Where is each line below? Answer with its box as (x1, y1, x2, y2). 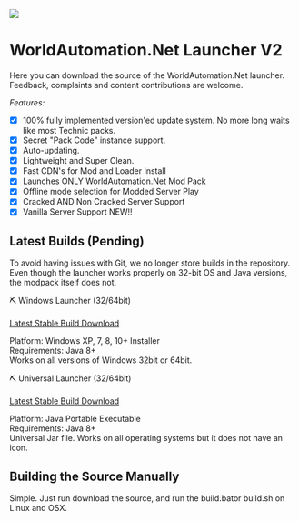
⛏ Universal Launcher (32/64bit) (9, 373, 132, 384)
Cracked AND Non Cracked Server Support (22, 196, 185, 207)
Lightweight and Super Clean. (22, 155, 135, 166)
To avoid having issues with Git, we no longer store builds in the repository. (9, 257, 291, 268)
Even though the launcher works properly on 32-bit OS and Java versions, (9, 267, 288, 278)
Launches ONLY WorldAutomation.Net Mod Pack (22, 175, 206, 186)
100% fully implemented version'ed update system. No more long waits (22, 115, 290, 125)
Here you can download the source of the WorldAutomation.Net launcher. (9, 69, 284, 81)
